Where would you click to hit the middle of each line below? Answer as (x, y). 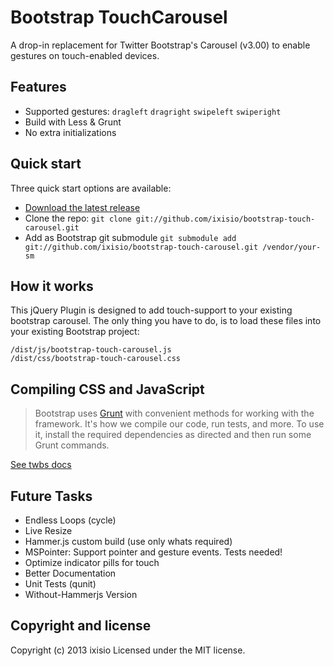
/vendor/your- (292, 247)
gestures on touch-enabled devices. (85, 55)
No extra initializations (70, 132)
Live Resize (48, 530)
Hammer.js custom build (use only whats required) (128, 541)
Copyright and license (81, 626)
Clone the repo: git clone (78, 218)
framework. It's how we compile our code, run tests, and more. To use (179, 424)
